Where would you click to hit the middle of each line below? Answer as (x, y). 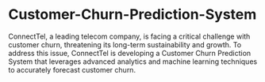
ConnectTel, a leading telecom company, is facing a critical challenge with (129, 36)
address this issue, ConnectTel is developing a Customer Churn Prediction (130, 53)
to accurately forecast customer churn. (72, 69)
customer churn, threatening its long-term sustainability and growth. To (125, 44)
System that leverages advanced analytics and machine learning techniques (133, 61)
